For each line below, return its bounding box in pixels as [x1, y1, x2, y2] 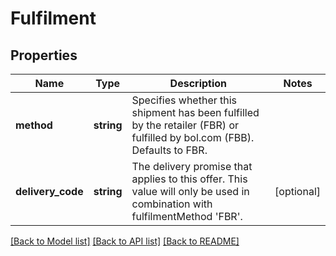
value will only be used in [131, 185, 250, 198]
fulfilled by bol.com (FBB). [131, 131, 255, 144]
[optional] [274, 185, 321, 198]
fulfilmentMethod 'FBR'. [131, 210, 243, 223]
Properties [10, 47, 78, 64]
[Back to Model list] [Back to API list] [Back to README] [10, 235, 240, 247]
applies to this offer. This [131, 172, 248, 186]
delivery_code [15, 185, 84, 198]
